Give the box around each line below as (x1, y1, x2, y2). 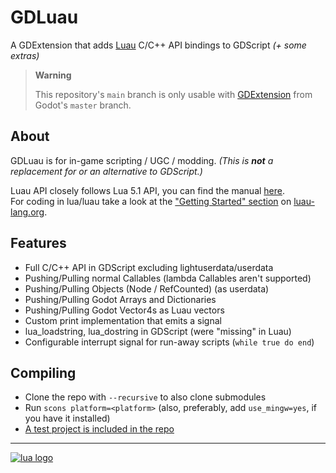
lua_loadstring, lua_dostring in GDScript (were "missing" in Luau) (24, 325, 292, 337)
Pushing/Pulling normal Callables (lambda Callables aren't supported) (24, 272, 312, 284)
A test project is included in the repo (24, 423, 175, 435)
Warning (34, 69, 72, 81)
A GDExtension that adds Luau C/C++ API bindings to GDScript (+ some (10, 39, 307, 51)
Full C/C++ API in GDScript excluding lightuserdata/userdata (24, 261, 274, 273)
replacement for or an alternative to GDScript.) (10, 165, 203, 177)
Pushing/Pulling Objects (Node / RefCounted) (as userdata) (24, 282, 270, 295)
